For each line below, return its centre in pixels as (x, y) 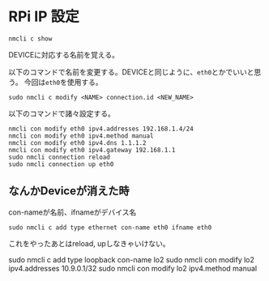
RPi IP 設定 (44, 17)
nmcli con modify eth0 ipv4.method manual (81, 136)
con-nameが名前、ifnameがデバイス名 (73, 212)
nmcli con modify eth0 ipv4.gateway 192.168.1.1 (92, 150)
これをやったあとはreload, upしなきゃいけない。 (89, 243)
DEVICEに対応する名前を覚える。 (64, 54)
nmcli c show (30, 38)
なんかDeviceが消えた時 (69, 191)
